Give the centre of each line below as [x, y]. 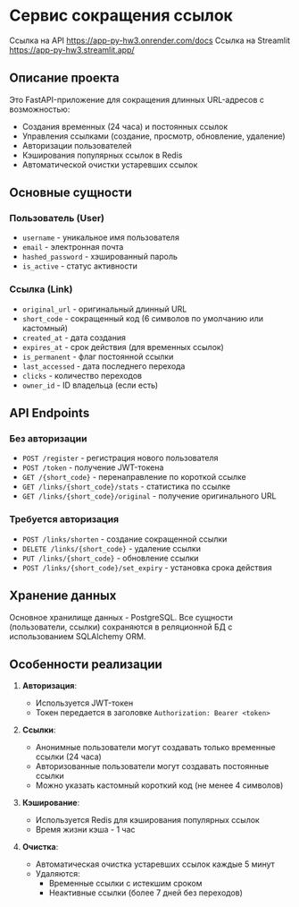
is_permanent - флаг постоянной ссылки [98, 356]
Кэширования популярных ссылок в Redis [102, 155]
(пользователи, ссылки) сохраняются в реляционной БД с [121, 627]
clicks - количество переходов [82, 375]
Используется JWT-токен [84, 703]
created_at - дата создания [74, 338]
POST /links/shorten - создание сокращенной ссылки [125, 539]
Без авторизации [48, 439]
